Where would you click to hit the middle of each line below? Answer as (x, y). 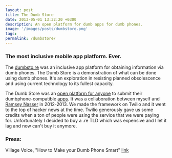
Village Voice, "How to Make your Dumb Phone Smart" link (67, 150)
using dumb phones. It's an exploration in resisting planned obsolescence (83, 78)
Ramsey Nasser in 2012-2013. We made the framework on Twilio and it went (85, 104)
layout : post (19, 10)
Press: (14, 139)
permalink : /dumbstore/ (31, 39)
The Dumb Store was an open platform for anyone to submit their (74, 94)
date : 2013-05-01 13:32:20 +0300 (41, 19)
